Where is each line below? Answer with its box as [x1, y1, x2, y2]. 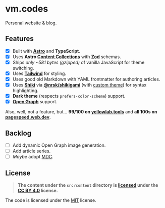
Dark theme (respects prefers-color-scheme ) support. [12, 93, 126, 99]
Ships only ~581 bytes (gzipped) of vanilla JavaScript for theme [12, 59, 145, 65]
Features [5, 34, 34, 43]
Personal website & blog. [5, 20, 57, 26]
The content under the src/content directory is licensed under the [17, 182, 158, 188]
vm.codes [5, 3, 48, 15]
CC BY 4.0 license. [17, 188, 58, 194]
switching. [12, 65, 34, 71]
